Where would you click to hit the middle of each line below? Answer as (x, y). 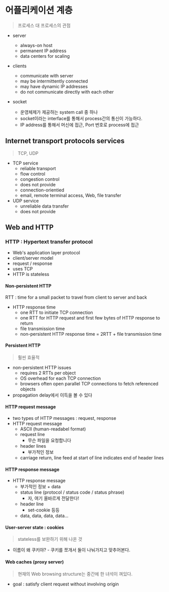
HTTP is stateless (31, 274)
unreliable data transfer (45, 206)
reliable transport (38, 168)
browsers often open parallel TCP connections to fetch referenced (89, 383)
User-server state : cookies (35, 527)
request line (32, 435)
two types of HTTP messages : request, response (64, 418)
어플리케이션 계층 (39, 10)
